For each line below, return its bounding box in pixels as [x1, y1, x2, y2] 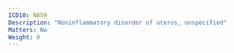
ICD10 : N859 [8, 11, 47, 19]
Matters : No [8, 26, 47, 34]
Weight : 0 [8, 33, 41, 41]
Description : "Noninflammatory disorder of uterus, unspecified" [8, 19, 227, 26]
